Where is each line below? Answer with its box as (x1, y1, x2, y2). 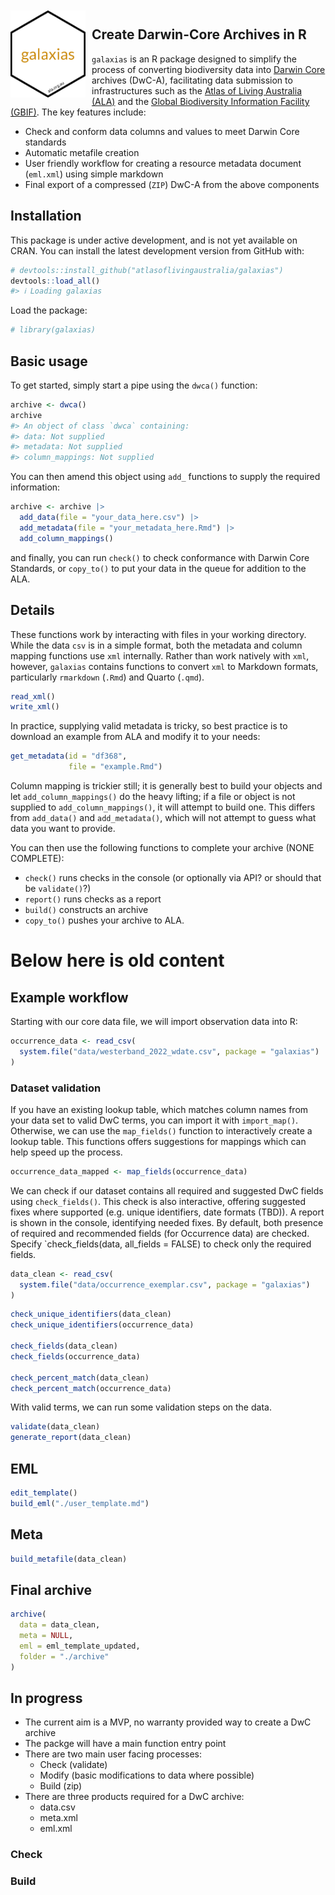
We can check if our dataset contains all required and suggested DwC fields (10, 1184, 324, 1197)
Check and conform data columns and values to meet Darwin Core (24, 125, 300, 137)
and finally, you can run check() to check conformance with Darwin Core (10, 551, 310, 563)
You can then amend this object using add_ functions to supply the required (10, 471, 321, 483)
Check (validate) (39, 1759, 108, 1771)
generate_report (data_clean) (10, 1433, 132, 1443)
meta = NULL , (19, 1630, 74, 1640)
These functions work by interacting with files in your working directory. (10, 628, 307, 640)
